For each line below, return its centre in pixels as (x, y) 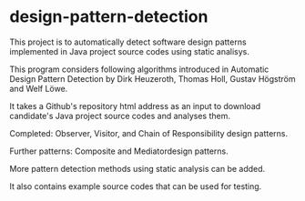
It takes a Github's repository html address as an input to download (135, 106)
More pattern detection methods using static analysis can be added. (137, 168)
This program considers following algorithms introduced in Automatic (139, 69)
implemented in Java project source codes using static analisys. (130, 51)
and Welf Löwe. (39, 88)
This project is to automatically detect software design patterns (128, 42)
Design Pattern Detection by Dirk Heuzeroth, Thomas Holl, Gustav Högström (152, 78)
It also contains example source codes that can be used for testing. (136, 186)
